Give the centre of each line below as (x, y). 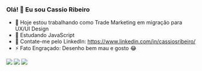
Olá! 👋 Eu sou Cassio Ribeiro (48, 10)
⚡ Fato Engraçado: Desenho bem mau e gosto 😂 (76, 48)
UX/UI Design (32, 29)
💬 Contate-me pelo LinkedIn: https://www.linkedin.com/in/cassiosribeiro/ (105, 42)
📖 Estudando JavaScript (45, 35)
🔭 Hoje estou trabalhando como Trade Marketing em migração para (98, 23)
